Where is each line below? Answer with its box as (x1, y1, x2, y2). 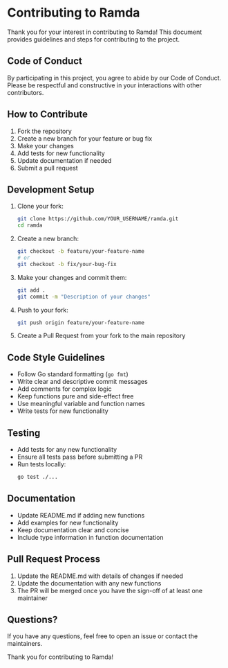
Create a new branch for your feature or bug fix (17, 134, 153, 143)
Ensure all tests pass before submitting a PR (17, 452, 143, 461)
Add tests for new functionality (17, 149, 105, 157)
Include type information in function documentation (17, 533, 164, 541)
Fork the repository (17, 127, 73, 135)
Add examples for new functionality (17, 518, 119, 527)
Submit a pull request (17, 164, 78, 172)
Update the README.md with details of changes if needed (17, 572, 184, 580)
